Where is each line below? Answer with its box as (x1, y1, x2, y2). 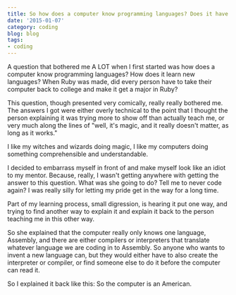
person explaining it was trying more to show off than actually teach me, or (7, 114, 225, 122)
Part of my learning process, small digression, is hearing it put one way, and (7, 200, 228, 208)
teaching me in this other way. (7, 215, 95, 223)
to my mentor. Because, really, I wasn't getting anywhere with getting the (7, 171, 220, 179)
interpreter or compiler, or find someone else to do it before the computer (7, 258, 221, 267)
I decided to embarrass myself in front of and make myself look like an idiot (7, 164, 226, 171)
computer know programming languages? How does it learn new (7, 70, 195, 78)
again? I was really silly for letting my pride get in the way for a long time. (7, 186, 219, 194)
